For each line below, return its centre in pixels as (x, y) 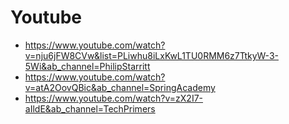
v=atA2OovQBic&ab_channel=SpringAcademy (120, 87)
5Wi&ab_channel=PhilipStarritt (87, 66)
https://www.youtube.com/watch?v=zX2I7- (114, 98)
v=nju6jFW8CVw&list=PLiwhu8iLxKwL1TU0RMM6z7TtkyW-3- (151, 55)
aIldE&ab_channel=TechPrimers (90, 108)
